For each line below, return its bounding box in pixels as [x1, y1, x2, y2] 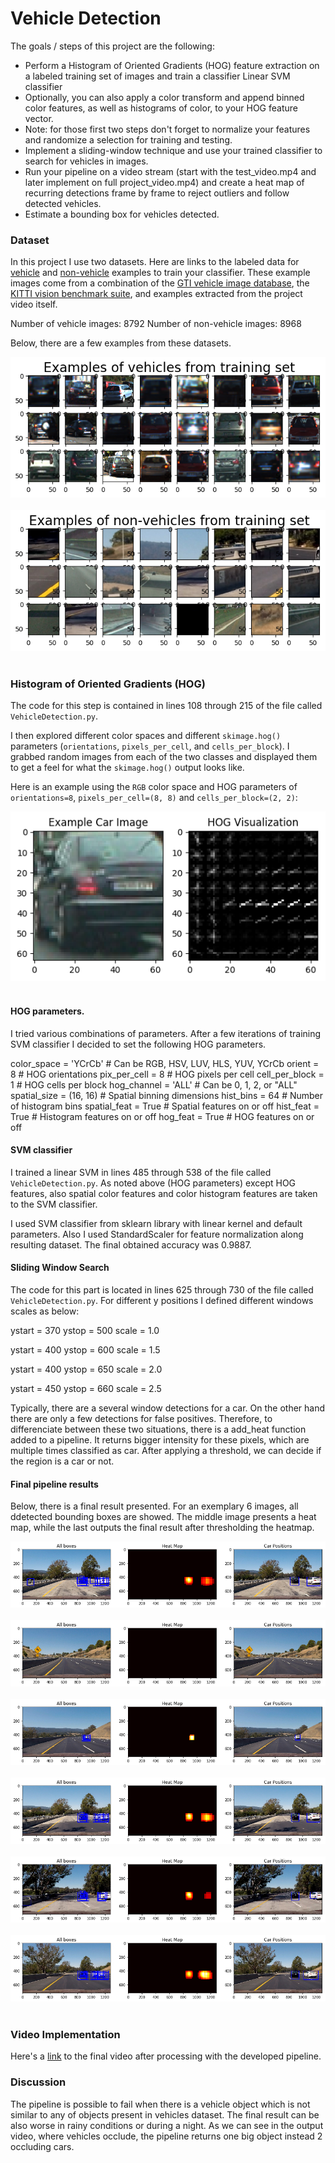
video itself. [10, 298, 58, 311]
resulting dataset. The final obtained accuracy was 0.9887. [10, 1238, 252, 1251]
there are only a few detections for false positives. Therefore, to [10, 1413, 273, 1425]
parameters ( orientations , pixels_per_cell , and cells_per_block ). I [10, 740, 290, 752]
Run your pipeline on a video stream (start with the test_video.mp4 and [24, 165, 317, 177]
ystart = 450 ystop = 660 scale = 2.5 [10, 1383, 162, 1395]
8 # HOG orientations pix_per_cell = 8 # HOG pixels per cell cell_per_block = [10, 1068, 325, 1080]
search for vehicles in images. [24, 155, 149, 167]
